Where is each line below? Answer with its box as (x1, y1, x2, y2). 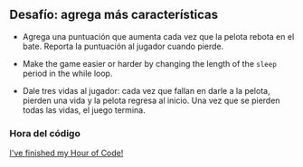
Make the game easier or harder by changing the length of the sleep (22, 58, 278, 69)
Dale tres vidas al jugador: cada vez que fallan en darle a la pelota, (22, 85, 270, 96)
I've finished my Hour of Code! (9, 148, 124, 159)
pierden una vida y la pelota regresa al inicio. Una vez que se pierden (22, 95, 280, 106)
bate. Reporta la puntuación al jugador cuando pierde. (22, 41, 224, 51)
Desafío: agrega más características (9, 7, 219, 23)
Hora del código (9, 126, 81, 139)
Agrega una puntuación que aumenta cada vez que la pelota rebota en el (22, 31, 295, 42)
